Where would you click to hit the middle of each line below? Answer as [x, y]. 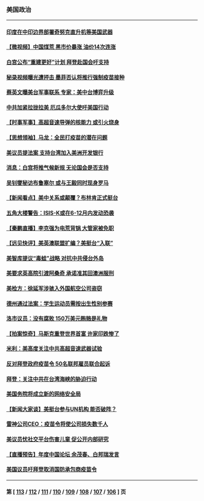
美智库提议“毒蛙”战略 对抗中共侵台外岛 [55, 258]
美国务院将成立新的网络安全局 [43, 394]
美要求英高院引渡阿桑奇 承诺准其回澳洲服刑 [60, 273]
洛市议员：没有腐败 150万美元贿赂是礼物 [57, 319]
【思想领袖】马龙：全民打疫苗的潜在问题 [57, 138]
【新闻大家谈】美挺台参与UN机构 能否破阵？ [62, 409]
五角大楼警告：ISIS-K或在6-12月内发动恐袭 [60, 213]
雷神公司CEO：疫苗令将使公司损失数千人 [57, 424]
